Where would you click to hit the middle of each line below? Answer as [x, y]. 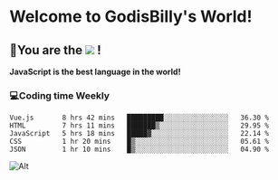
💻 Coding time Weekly [60, 95]
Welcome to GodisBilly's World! [131, 17]
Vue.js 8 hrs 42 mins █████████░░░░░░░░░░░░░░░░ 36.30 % [139, 118]
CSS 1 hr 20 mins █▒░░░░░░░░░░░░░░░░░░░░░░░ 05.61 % [139, 142]
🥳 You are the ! [55, 50]
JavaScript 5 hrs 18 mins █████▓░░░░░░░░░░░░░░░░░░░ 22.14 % [139, 134]
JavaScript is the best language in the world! [95, 71]
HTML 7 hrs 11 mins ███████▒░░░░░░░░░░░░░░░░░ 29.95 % [139, 126]
